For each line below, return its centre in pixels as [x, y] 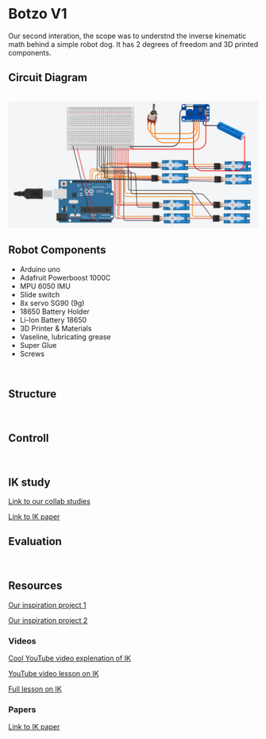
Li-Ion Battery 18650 [53, 319]
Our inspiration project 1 [47, 605]
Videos [22, 640]
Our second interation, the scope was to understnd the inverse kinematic [127, 36]
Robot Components [57, 250]
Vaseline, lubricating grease [65, 337]
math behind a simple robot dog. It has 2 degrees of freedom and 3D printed [133, 44]
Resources [35, 586]
